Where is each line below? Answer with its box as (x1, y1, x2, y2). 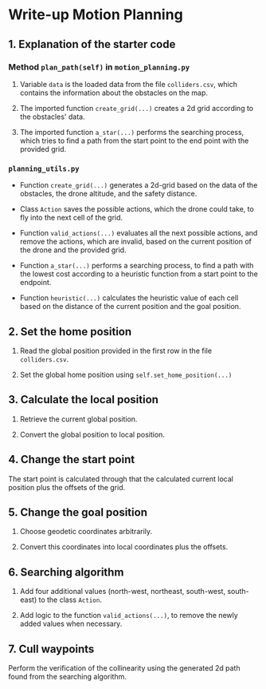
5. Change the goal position (8, 505, 147, 519)
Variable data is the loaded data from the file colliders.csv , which (19, 79, 237, 89)
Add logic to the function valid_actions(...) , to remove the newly (19, 611, 239, 620)
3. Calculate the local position (8, 393, 159, 406)
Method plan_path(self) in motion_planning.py (8, 61, 190, 73)
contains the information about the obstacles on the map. (19, 88, 209, 97)
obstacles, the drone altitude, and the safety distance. (19, 189, 198, 199)
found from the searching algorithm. (8, 672, 127, 682)
